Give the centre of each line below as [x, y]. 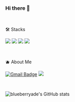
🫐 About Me [19, 62]
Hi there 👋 [18, 8]
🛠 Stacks [15, 30]
